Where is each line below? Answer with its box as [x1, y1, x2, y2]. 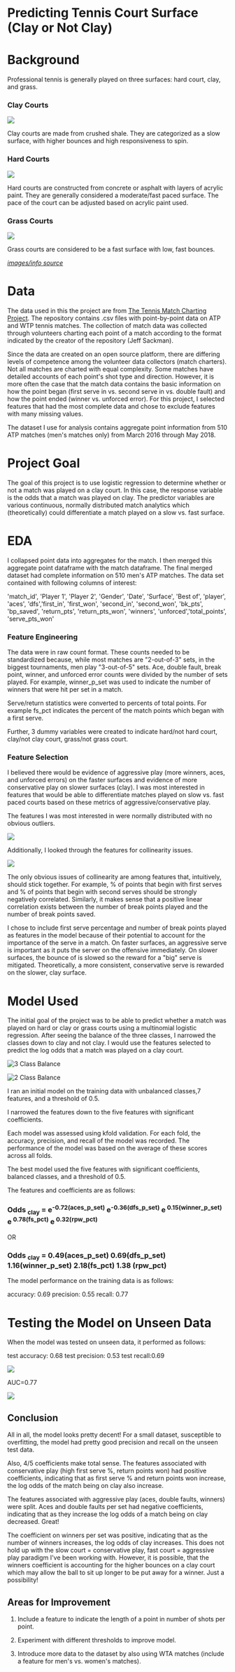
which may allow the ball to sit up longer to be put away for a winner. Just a [7, 1568, 225, 1577]
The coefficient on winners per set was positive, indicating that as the [7, 1531, 208, 1539]
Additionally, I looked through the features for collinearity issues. [7, 846, 194, 855]
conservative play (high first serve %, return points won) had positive [7, 1466, 207, 1475]
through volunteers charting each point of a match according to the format [7, 329, 222, 337]
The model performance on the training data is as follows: [7, 1277, 174, 1285]
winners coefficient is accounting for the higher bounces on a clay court [7, 1561, 215, 1569]
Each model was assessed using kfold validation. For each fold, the [7, 1129, 201, 1138]
